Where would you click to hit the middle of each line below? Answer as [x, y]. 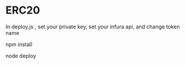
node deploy [21, 56]
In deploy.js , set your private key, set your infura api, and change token [93, 27]
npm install [19, 44]
